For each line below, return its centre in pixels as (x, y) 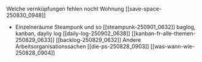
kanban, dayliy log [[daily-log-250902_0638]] (73, 33)
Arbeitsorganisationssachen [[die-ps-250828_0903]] (82, 46)
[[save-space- (144, 9)
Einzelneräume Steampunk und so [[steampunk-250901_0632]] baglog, (105, 27)
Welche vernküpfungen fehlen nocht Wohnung (65, 9)
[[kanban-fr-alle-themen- (163, 33)
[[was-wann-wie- (172, 46)
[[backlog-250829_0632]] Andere (99, 40)
